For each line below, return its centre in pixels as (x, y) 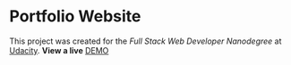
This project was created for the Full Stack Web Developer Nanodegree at (145, 41)
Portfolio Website (75, 16)
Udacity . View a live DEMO (59, 50)
